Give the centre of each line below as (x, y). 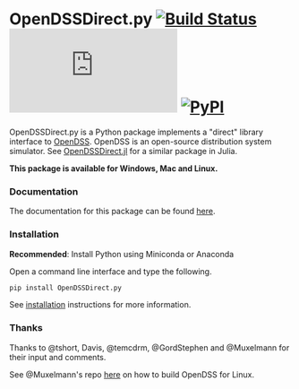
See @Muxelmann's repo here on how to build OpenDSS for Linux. (132, 374)
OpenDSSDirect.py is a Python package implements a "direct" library (137, 132)
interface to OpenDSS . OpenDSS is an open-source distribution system (141, 141)
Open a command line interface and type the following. (111, 271)
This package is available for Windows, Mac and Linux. (114, 168)
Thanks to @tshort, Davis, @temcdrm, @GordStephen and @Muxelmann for (149, 347)
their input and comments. (58, 357)
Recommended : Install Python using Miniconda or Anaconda (122, 254)
